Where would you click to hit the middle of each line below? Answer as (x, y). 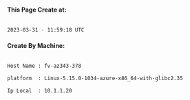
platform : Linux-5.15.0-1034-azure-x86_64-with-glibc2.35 (95, 79)
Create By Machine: (36, 45)
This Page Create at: (37, 10)
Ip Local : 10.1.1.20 (40, 91)
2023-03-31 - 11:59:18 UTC (46, 30)
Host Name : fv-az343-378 (44, 66)
